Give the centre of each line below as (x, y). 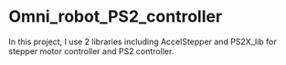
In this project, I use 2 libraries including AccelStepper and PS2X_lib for (143, 42)
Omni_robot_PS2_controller (116, 17)
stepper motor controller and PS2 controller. (91, 51)
